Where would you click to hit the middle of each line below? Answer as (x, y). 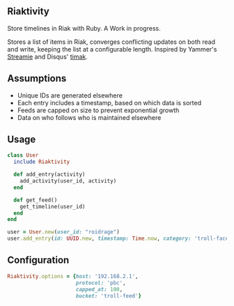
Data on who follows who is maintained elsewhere (89, 117)
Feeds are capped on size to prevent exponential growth (98, 110)
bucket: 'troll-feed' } (108, 296)
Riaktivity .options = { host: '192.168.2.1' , (73, 276)
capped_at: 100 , (99, 289)
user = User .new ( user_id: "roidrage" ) (63, 232)
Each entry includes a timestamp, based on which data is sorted (109, 102)
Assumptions (37, 78)
